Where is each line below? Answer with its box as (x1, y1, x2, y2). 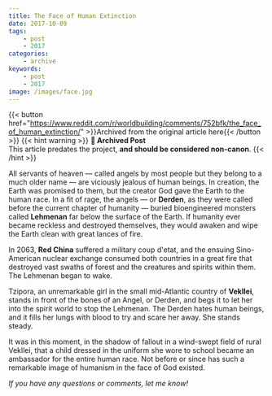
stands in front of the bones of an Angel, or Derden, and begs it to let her (8, 295, 253, 305)
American (8, 254, 42, 263)
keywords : (8, 65, 42, 73)
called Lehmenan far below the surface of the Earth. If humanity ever (8, 212, 241, 222)
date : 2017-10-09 (8, 20, 68, 28)
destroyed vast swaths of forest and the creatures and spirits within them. (8, 262, 257, 272)
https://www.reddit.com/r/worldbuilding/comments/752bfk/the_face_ (29, 119, 261, 128)
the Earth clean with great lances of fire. (8, 229, 143, 239)
